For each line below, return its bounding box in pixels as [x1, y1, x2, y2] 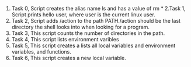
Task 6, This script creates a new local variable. [11, 55, 127, 61]
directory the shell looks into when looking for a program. [11, 23, 150, 30]
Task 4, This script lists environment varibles [11, 36, 119, 43]
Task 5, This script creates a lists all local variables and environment [11, 42, 176, 49]
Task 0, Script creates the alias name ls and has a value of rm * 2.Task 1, [11, 5, 186, 12]
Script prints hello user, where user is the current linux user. [11, 11, 156, 18]
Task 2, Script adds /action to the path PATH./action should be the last [11, 17, 181, 24]
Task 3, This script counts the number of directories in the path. [11, 30, 165, 37]
